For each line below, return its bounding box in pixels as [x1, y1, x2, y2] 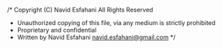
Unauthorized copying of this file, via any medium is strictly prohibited [16, 19, 216, 26]
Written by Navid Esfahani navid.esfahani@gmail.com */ [16, 33, 176, 41]
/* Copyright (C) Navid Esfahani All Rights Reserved [7, 6, 153, 14]
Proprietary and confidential [16, 26, 97, 34]
